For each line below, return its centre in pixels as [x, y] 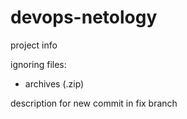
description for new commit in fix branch [94, 103]
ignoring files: [38, 64]
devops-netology [84, 17]
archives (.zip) [54, 83]
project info [34, 45]
